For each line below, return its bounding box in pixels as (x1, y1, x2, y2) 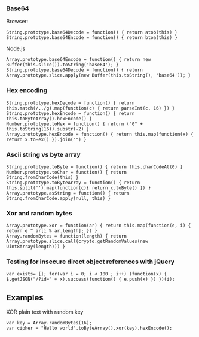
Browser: (6, 18, 29, 25)
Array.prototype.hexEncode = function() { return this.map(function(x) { (6, 131, 194, 137)
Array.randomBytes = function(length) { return (6, 233, 127, 239)
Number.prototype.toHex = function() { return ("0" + (6, 121, 143, 127)
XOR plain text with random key (6, 308, 84, 315)
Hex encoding (6, 86, 48, 95)
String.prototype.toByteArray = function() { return (6, 180, 140, 186)
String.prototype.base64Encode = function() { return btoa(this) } (6, 35, 178, 41)
